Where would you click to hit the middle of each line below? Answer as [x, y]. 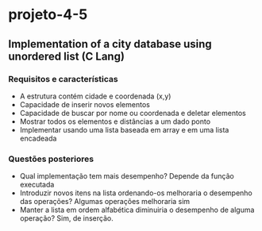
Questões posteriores [51, 159]
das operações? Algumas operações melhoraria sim [105, 202]
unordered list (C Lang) [67, 56]
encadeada [38, 138]
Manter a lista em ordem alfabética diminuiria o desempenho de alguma [137, 210]
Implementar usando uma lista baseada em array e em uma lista [124, 129]
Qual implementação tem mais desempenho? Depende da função [127, 176]
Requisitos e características [63, 79]
